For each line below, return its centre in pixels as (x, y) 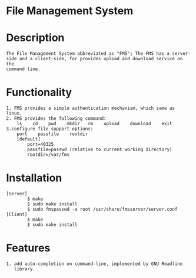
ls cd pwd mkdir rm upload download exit (94, 124)
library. (24, 269)
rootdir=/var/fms (48, 155)
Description (35, 38)
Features (28, 248)
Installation (34, 178)
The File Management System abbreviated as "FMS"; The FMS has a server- (99, 54)
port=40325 (41, 145)
